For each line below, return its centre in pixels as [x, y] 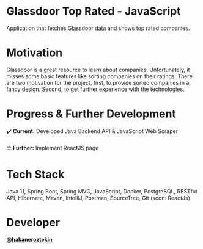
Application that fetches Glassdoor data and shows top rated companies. [98, 28]
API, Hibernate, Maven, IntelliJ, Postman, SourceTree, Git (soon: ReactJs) [98, 198]
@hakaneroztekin [30, 239]
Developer [33, 222]
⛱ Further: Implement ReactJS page [53, 148]
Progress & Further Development [91, 114]
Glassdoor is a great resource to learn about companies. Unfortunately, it [98, 70]
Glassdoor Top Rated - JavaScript [94, 11]
